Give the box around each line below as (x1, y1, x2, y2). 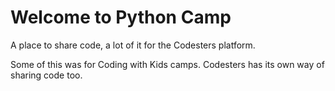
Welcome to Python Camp (10, 6, 232, 29)
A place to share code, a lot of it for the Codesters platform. (10, 39, 256, 51)
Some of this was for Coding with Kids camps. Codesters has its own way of (10, 58, 325, 70)
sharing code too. (10, 69, 83, 81)
